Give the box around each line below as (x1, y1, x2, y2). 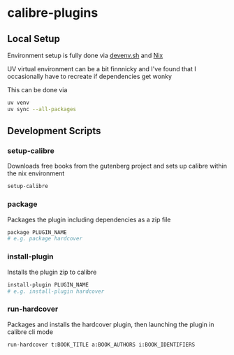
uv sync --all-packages (7, 106, 77, 113)
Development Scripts (7, 125, 101, 137)
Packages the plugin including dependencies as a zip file (7, 215, 171, 224)
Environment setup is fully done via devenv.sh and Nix (7, 51, 163, 59)
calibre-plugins (7, 5, 98, 21)
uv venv (7, 99, 30, 106)
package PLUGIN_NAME (7, 229, 68, 236)
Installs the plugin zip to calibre (7, 268, 97, 276)
